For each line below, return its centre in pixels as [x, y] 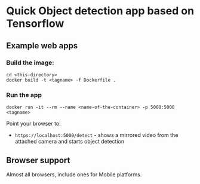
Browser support [38, 160]
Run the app [24, 95]
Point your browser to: [33, 124]
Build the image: [30, 63]
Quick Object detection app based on [100, 11]
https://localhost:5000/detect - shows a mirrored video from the [96, 135]
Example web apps [42, 46]
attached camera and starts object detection [69, 142]
